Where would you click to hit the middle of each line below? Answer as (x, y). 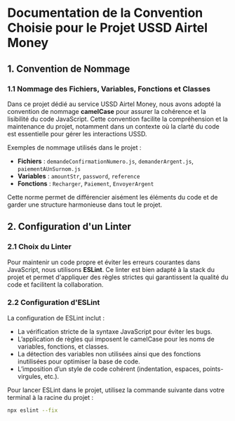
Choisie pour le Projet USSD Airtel (108, 28)
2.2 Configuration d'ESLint (54, 302)
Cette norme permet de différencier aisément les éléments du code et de (113, 197)
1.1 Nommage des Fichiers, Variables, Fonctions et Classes (109, 89)
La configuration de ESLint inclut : (56, 318)
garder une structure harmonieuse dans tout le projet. (85, 205)
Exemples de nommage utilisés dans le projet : (74, 147)
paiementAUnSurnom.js (49, 169)
